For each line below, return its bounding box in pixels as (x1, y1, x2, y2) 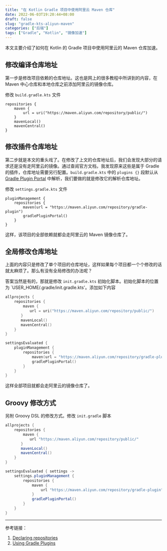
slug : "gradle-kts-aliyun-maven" (5, 21, 75, 26)
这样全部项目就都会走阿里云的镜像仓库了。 (5, 383, 92, 389)
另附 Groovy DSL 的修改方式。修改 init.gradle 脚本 (5, 413, 112, 419)
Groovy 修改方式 (5, 399, 56, 407)
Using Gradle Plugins (12, 540, 56, 546)
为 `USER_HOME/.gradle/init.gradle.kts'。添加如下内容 (5, 284, 116, 290)
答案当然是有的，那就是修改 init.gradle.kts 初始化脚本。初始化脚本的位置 (5, 278, 159, 284)
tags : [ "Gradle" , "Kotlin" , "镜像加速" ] (5, 30, 87, 35)
